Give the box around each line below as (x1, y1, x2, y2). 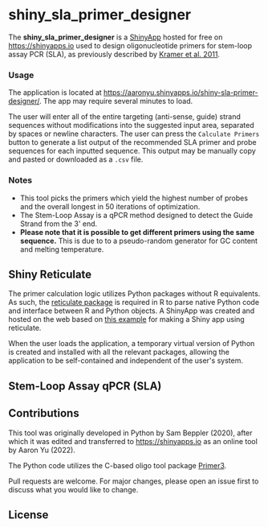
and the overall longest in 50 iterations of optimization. (19, 201, 201, 211)
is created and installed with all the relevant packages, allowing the (8, 348, 230, 357)
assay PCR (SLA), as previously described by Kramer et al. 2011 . (8, 49, 221, 59)
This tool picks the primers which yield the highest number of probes (19, 193, 249, 203)
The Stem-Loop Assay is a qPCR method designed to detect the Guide (19, 210, 254, 220)
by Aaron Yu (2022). (8, 445, 76, 455)
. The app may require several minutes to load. (39, 97, 193, 106)
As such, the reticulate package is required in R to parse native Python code (8, 298, 259, 307)
